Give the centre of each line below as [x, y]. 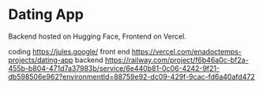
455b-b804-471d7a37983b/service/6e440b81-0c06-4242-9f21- [114, 68]
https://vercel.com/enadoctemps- [187, 51]
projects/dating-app [41, 60]
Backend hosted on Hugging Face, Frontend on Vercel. [98, 36]
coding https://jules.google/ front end [69, 51]
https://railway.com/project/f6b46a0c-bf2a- [177, 60]
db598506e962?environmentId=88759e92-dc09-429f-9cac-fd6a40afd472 [131, 76]
